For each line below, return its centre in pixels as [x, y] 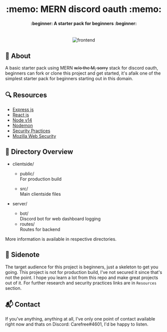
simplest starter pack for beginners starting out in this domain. [69, 79]
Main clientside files [40, 194]
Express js [23, 109]
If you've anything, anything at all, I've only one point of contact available [80, 319]
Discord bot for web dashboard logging [60, 218]
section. [13, 288]
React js [21, 115]
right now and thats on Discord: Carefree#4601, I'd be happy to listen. [77, 324]
